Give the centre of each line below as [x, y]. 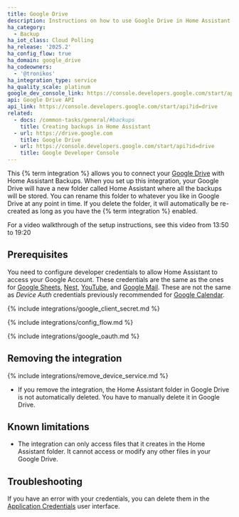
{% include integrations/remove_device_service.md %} [88, 375]
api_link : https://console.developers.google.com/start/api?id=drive [113, 107]
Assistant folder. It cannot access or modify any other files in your [114, 451]
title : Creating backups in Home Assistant [86, 126]
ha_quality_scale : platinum [49, 87]
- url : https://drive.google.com [63, 133]
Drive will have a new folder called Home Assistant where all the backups [115, 188]
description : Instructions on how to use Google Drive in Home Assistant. [121, 21]
